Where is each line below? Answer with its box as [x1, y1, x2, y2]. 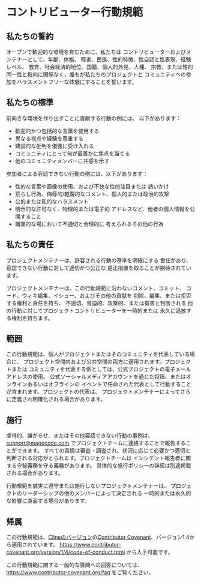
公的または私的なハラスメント [14, 197, 89, 205]
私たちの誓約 [6, 31, 54, 41]
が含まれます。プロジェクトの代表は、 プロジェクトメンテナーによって [6, 388, 181, 395]
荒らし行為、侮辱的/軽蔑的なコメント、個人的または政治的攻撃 [14, 190, 170, 197]
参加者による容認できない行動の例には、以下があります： [6, 170, 148, 177]
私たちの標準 [6, 97, 54, 108]
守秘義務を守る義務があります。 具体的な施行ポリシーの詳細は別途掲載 [16, 462, 191, 469]
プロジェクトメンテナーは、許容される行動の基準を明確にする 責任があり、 [6, 256, 192, 264]
